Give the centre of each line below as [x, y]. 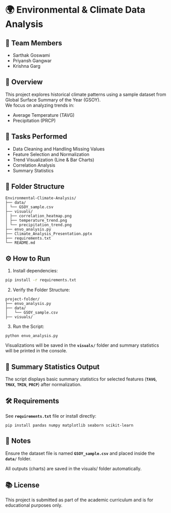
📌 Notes [18, 441]
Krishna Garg [27, 66]
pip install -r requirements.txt [41, 280]
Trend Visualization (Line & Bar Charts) [53, 160]
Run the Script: [28, 326]
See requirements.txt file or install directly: [51, 416]
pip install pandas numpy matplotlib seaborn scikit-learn [69, 425]
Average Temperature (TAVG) [44, 115]
